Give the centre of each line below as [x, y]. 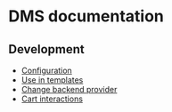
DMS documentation [86, 16]
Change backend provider [69, 89]
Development [47, 49]
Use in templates [52, 80]
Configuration [46, 70]
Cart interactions [52, 99]
